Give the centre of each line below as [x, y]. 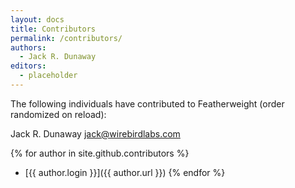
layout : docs [37, 19]
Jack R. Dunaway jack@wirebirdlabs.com [95, 133]
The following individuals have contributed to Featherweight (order [147, 103]
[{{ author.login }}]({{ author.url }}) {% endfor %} [125, 172]
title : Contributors [53, 29]
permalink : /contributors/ [66, 38]
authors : [28, 47]
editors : [28, 66]
